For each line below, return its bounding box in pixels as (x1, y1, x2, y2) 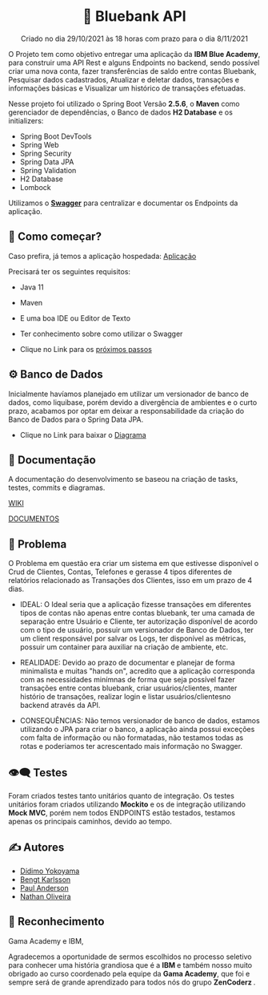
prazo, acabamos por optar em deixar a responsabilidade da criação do (8, 406, 245, 415)
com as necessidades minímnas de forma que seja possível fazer (19, 675, 235, 685)
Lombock (19, 182, 52, 192)
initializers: (8, 115, 44, 125)
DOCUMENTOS (8, 514, 60, 524)
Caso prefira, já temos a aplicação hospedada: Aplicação (8, 251, 197, 261)
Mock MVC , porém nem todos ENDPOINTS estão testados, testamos (8, 808, 236, 817)
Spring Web (19, 140, 59, 149)
